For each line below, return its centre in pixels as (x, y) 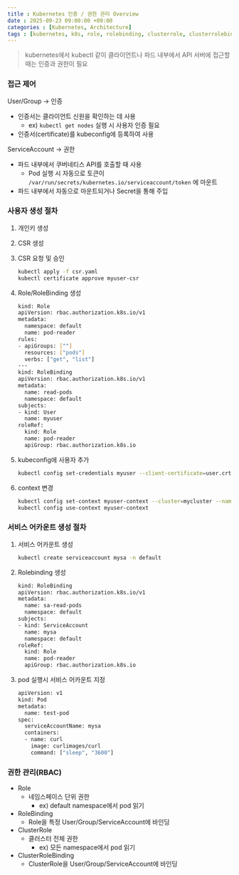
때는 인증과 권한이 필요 (56, 64)
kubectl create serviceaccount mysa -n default (89, 557)
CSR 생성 (31, 243)
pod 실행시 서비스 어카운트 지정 (61, 680)
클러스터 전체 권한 (53, 839)
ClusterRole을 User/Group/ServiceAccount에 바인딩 (103, 864)
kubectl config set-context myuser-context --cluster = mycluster (115, 501)
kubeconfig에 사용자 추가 (53, 459)
